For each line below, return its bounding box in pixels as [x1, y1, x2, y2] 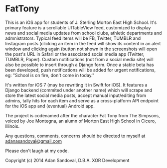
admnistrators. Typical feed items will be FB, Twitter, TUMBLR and [5, 35, 141, 41]
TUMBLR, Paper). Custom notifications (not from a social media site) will [5, 56, 154, 62]
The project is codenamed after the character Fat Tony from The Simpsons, [5, 112, 161, 118]
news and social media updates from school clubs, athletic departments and [5, 30, 162, 36]
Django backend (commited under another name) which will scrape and [5, 87, 153, 93]
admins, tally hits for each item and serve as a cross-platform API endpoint [5, 97, 159, 103]
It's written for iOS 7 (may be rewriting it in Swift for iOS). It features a [5, 82, 148, 87]
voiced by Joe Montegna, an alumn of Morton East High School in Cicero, [5, 118, 156, 124]
